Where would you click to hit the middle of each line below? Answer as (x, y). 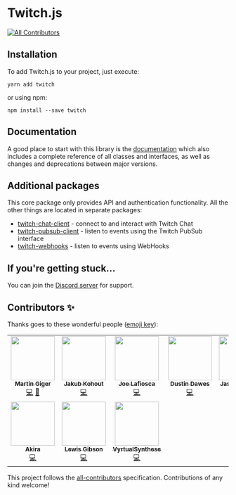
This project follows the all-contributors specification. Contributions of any (115, 477)
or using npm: (27, 97)
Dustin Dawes (190, 384)
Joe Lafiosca (137, 384)
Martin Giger (33, 384)
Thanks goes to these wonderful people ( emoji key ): (83, 324)
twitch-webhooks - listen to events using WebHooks (93, 246)
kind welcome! (28, 485)
